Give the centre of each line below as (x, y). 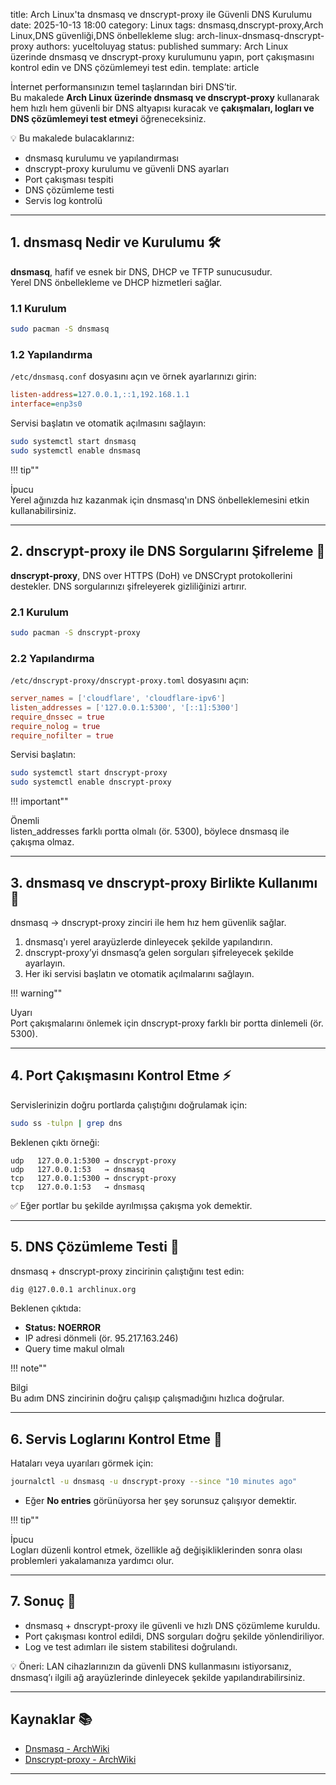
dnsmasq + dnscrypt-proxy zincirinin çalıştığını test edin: (127, 1271)
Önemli (25, 821)
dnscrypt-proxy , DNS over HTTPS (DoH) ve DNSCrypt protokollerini (151, 575)
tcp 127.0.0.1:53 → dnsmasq (77, 1187)
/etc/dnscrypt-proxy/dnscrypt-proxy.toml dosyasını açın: (130, 680)
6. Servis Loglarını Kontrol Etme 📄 (116, 1439)
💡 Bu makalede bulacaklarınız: (72, 138)
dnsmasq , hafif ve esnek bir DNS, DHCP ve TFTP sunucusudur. (141, 271)
